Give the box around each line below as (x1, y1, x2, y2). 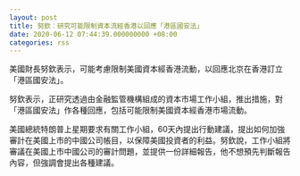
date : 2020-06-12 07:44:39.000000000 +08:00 (9, 29, 178, 38)
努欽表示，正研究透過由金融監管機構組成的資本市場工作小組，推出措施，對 (9, 94, 283, 105)
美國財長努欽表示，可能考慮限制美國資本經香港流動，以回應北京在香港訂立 (9, 63, 283, 74)
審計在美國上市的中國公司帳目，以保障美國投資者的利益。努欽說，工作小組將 (9, 135, 291, 146)
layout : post (9, 13, 58, 22)
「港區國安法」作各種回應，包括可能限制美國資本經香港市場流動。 (9, 105, 252, 116)
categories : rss (9, 38, 70, 47)
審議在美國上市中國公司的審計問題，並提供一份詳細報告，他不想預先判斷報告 (9, 147, 291, 157)
